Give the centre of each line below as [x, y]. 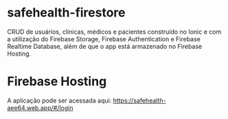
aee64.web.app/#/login [40, 107]
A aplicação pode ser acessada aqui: [59, 100]
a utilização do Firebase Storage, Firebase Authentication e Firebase [104, 39]
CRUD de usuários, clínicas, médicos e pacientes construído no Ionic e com [114, 32]
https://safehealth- [139, 100]
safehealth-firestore [66, 13]
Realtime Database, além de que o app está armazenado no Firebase [105, 46]
